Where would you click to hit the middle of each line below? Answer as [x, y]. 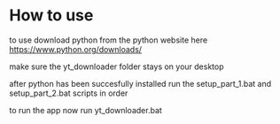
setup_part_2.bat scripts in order [69, 93]
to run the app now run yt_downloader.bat [86, 110]
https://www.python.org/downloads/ [76, 49]
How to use [51, 15]
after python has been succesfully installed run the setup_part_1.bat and [140, 83]
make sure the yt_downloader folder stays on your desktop [117, 66]
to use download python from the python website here [109, 40]
